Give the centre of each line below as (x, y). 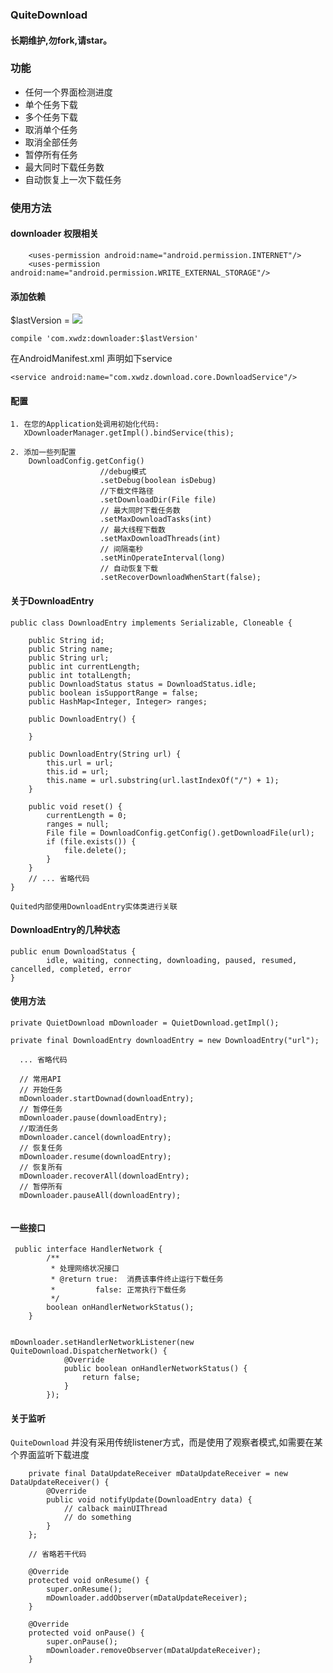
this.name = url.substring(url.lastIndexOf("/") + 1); (163, 780)
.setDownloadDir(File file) (158, 500)
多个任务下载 (51, 117)
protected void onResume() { (89, 1581)
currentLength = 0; (87, 815)
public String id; (66, 640)
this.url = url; (80, 763)
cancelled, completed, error (71, 969)
